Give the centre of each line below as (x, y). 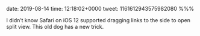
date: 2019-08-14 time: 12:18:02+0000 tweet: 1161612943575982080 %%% (100, 9)
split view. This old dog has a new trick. (55, 27)
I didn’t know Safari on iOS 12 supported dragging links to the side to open (98, 20)
